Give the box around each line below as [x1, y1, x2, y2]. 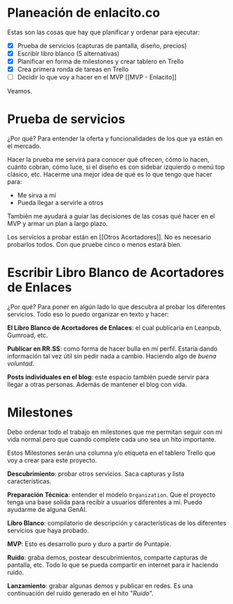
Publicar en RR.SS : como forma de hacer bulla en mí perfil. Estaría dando [7, 345, 218, 353]
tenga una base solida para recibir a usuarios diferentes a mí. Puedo [7, 498, 203, 506]
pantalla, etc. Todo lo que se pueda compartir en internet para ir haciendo [7, 561, 219, 569]
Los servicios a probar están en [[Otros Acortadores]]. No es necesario [7, 233, 211, 241]
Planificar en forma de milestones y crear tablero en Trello [17, 57, 184, 66]
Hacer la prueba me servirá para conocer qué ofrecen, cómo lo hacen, [7, 156, 210, 164]
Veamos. [7, 87, 33, 96]
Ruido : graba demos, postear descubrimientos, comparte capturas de [7, 553, 208, 562]
